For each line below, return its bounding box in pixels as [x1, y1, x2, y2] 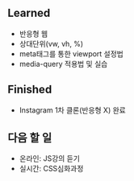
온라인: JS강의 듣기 [19, 154, 80, 163]
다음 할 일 [7, 131, 52, 145]
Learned [7, 6, 51, 20]
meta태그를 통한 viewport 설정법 [19, 48, 124, 59]
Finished [7, 83, 52, 97]
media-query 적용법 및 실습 [19, 59, 108, 68]
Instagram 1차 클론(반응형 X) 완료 [19, 105, 126, 115]
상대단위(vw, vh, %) [19, 39, 84, 48]
